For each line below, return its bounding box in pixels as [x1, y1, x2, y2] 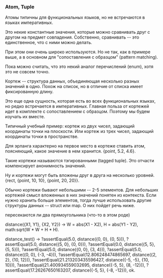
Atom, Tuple [5, 3, 35, 10]
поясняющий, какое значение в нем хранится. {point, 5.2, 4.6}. [5, 148, 136, 154]
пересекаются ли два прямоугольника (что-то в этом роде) [5, 212, 130, 218]
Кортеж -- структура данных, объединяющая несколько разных [5, 78, 140, 84]
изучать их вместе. [5, 114, 45, 120]
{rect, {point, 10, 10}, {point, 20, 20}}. [5, 177, 80, 184]
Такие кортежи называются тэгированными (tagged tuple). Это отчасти [5, 158, 155, 164]
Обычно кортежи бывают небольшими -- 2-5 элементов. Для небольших [5, 187, 159, 193]
